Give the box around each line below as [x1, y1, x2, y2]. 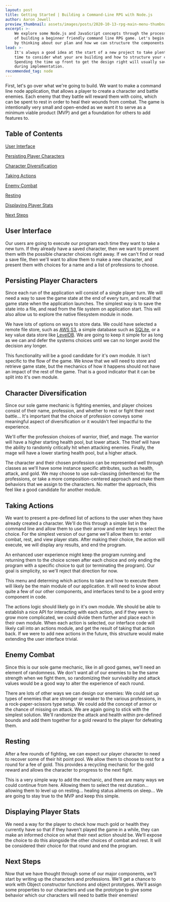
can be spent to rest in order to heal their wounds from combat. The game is [5, 99, 164, 105]
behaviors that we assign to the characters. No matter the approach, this [5, 481, 157, 488]
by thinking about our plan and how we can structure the [14, 41, 139, 46]
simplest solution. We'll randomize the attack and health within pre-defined [5, 711, 162, 718]
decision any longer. [5, 343, 48, 349]
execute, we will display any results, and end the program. [5, 542, 126, 548]
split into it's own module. [5, 374, 59, 380]
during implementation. [14, 64, 65, 69]
